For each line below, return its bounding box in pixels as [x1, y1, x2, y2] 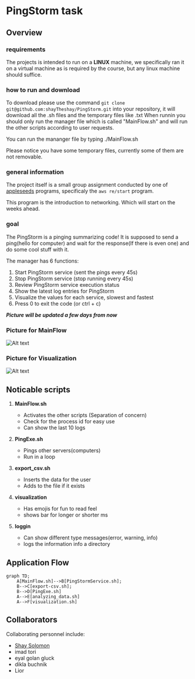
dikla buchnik [14, 661, 48, 668]
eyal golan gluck [14, 654, 55, 661]
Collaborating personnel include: [6, 630, 85, 637]
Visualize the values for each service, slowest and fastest [14, 293, 154, 301]
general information [6, 168, 64, 176]
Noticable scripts [6, 385, 70, 395]
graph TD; [6, 573, 31, 579]
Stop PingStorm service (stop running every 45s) [14, 275, 134, 282]
